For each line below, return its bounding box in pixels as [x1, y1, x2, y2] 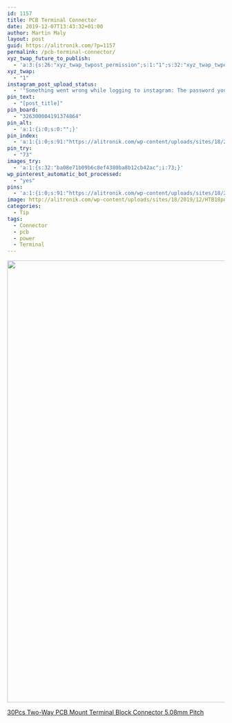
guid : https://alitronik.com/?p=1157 [7, 42, 116, 49]
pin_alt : [7, 119, 32, 126]
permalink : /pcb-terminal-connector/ [7, 49, 116, 56]
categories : [7, 203, 41, 210]
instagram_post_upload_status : [7, 81, 97, 88]
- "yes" [13, 177, 36, 184]
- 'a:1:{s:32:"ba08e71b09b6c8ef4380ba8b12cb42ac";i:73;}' [13, 164, 184, 171]
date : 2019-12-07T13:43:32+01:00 [7, 23, 104, 30]
